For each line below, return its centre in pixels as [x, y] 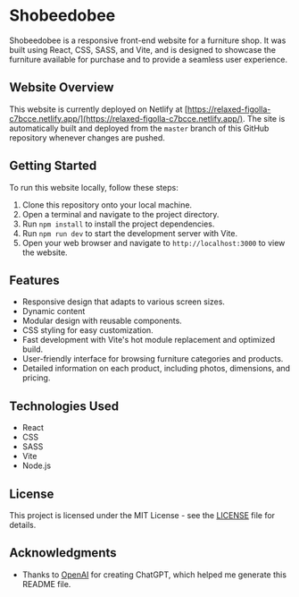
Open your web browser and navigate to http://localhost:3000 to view [154, 243]
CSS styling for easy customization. [87, 330]
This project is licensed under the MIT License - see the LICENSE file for [142, 515]
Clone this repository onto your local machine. [107, 205]
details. [23, 525]
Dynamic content [54, 311]
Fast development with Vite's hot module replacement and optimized [148, 340]
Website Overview [62, 87]
